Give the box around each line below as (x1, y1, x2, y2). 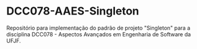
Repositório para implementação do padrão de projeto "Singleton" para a (6, 24, 191, 31)
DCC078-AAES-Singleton (6, 4, 139, 18)
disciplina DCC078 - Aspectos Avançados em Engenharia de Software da (6, 30, 191, 38)
